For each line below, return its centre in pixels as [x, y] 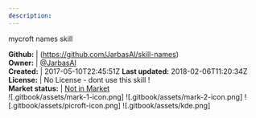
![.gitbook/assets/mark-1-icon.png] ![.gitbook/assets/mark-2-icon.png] [126, 96]
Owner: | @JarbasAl [42, 63]
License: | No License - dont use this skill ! [79, 79]
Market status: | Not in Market [59, 88]
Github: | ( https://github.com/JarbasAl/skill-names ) [94, 54]
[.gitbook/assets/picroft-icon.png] [64, 105]
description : [30, 16]
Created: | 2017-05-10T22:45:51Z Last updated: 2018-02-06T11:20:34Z [128, 71]
